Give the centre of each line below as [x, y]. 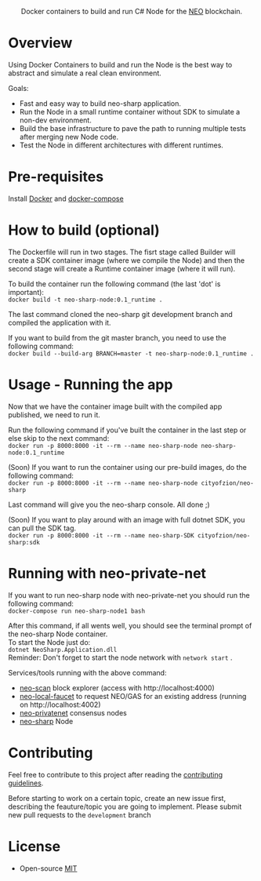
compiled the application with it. [60, 322]
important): [26, 292]
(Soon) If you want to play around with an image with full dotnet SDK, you [127, 519]
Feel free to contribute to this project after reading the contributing [116, 774]
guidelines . [26, 783]
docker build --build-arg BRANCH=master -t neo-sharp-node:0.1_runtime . [131, 353]
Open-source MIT [48, 868]
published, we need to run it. [54, 414]
